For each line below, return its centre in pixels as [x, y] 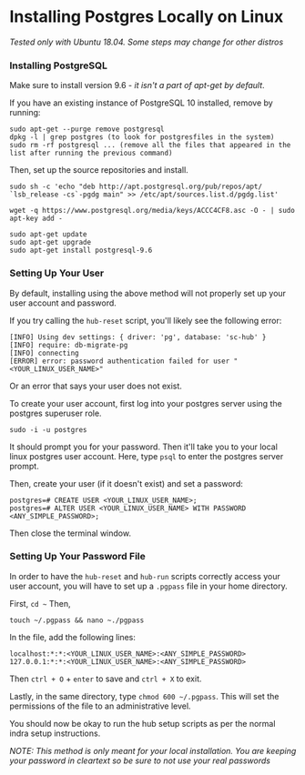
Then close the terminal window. [71, 533]
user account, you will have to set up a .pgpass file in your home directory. [149, 586]
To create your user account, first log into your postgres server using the [146, 403]
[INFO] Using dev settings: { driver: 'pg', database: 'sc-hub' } [138, 337]
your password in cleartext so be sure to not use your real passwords [140, 760]
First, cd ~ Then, [40, 603]
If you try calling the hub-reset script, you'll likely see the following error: [146, 320]
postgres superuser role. [56, 413]
